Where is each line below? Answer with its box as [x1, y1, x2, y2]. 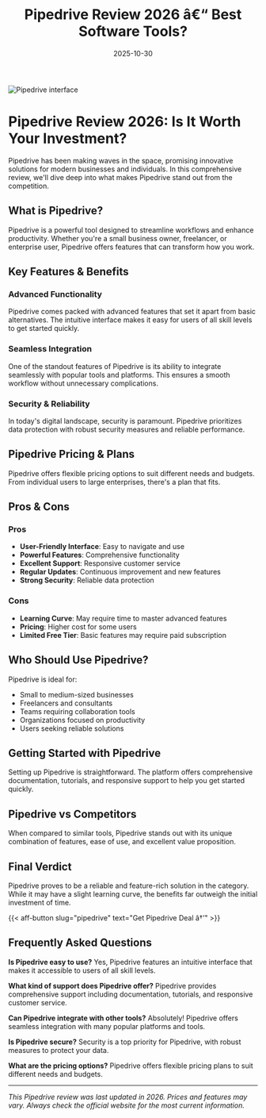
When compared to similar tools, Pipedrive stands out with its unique [8, 828, 233, 838]
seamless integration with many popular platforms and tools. [8, 1021, 206, 1031]
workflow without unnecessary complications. [8, 378, 158, 388]
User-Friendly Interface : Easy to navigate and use [19, 542, 184, 551]
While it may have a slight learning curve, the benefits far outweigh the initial [8, 889, 258, 899]
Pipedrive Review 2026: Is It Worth [8, 113, 241, 131]
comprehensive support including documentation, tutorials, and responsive [8, 989, 253, 999]
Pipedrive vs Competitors [8, 807, 137, 820]
